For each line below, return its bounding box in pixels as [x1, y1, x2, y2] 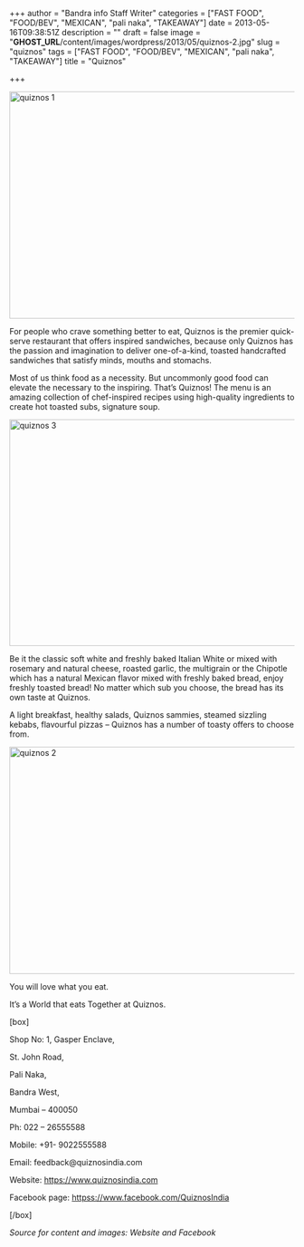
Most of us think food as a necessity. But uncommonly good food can [9, 372, 269, 383]
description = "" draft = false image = [62, 27, 202, 37]
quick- [270, 326, 295, 336]
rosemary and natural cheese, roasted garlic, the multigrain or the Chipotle [9, 663, 288, 673]
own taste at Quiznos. [9, 692, 90, 702]
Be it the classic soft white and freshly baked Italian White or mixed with [9, 653, 278, 664]
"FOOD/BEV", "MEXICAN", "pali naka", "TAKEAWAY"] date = [9, 17, 233, 28]
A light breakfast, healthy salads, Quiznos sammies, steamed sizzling [9, 710, 267, 720]
